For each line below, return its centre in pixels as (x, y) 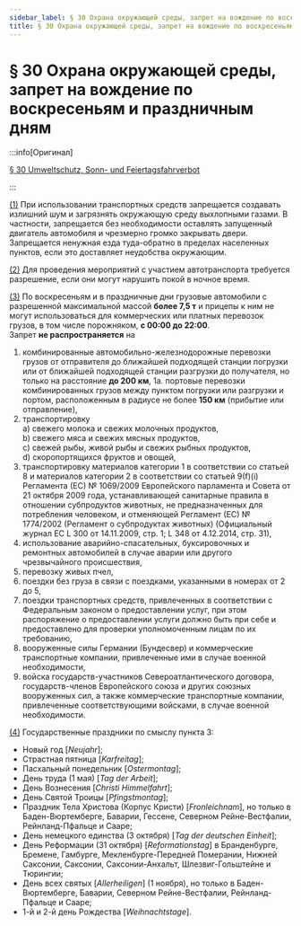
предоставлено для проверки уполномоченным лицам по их (139, 629)
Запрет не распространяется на (73, 335)
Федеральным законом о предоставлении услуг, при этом (134, 610)
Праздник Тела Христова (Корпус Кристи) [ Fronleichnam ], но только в (156, 807)
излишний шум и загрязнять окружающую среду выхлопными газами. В (149, 214)
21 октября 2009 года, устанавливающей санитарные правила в (145, 496)
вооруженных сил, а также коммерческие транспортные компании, (153, 696)
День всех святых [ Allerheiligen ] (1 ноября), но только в (129, 883)
